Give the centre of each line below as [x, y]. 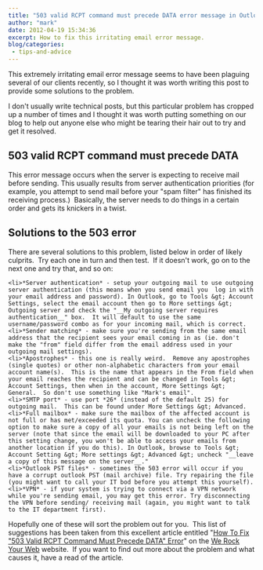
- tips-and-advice [41, 52]
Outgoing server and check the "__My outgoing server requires [113, 310]
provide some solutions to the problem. [71, 91]
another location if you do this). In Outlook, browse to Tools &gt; [124, 448]
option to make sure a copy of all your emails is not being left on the [131, 427]
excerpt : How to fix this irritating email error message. [106, 37]
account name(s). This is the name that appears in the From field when [131, 372]
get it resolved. [32, 131]
